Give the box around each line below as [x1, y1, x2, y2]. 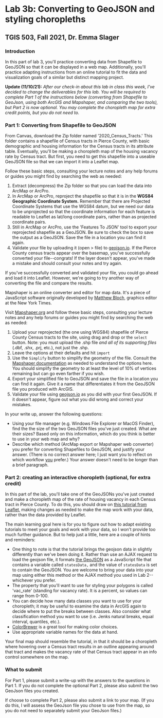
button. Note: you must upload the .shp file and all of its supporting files [12, 340, 157, 345]
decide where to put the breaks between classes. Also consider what [12, 608, 151, 614]
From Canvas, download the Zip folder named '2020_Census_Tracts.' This [5, 133, 153, 139]
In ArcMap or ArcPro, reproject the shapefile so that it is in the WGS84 [12, 193, 154, 199]
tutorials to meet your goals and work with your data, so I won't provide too [5, 527, 156, 532]
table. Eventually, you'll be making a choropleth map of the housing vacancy [5, 149, 158, 154]
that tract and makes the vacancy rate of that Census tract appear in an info [5, 649, 157, 655]
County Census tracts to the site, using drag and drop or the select [12, 335, 147, 340]
